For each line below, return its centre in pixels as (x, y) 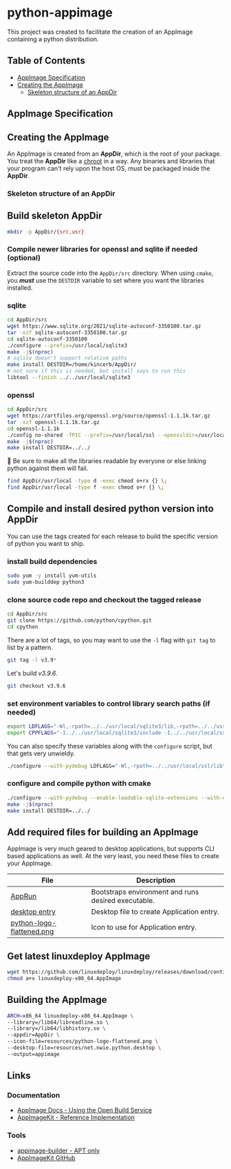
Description (156, 880)
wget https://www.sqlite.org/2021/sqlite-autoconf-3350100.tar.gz (104, 326)
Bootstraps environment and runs (145, 892)
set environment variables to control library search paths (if (109, 703)
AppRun (23, 896)
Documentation (34, 1095)
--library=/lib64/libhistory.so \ (57, 1028)
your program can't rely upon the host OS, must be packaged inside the (109, 168)
